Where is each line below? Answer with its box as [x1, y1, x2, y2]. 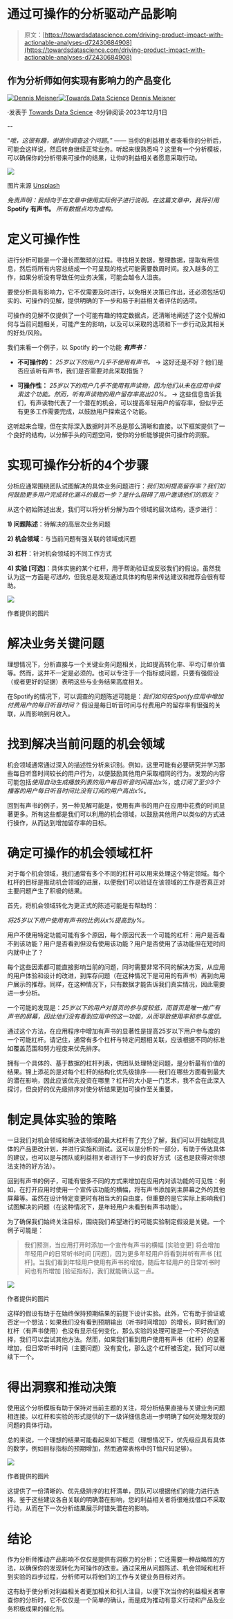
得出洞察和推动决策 [7, 1379, 117, 1395]
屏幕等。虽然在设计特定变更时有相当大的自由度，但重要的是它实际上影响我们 [7, 1194, 225, 1203]
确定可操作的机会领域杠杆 [7, 845, 153, 861]
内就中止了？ [7, 948, 44, 957]
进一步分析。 [7, 989, 44, 998]
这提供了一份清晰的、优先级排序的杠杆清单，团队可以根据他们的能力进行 [7, 1487, 213, 1495]
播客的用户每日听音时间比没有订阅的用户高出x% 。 [7, 786, 150, 795]
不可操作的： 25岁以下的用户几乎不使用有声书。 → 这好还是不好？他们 [17, 357, 218, 366]
